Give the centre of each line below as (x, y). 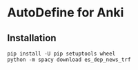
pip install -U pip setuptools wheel (61, 54)
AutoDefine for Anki (66, 13)
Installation (32, 38)
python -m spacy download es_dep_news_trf (69, 60)
